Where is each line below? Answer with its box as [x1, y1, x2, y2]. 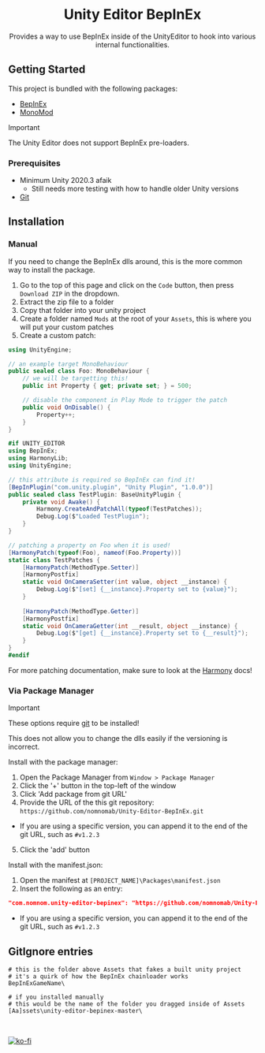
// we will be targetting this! [22, 374, 129, 383]
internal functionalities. [95, 39, 170, 49]
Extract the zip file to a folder [19, 297, 114, 307]
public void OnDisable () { [22, 404, 111, 411]
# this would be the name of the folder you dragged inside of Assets [8, 999, 245, 1008]
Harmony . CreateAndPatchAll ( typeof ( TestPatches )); [36, 505, 203, 513]
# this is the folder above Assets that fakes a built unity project [8, 966, 242, 973]
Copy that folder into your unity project [19, 305, 146, 314]
